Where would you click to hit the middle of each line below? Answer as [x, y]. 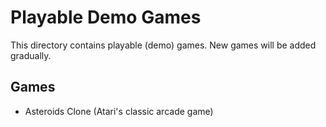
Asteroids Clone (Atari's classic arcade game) [119, 111]
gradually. [31, 55]
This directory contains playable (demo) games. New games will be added [163, 45]
